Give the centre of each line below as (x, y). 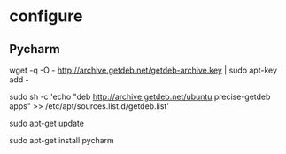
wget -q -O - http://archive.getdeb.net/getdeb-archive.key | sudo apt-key (143, 70)
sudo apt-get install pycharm (62, 140)
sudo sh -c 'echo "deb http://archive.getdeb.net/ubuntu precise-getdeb (140, 96)
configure (46, 16)
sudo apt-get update (46, 123)
